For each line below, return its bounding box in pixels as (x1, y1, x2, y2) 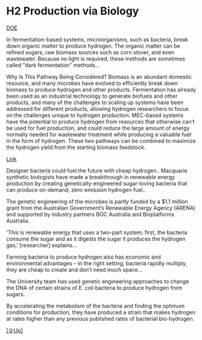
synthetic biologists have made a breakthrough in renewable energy (6, 173, 175, 180)
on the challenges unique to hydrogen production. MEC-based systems (6, 112, 184, 119)
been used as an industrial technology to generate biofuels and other (6, 92, 178, 99)
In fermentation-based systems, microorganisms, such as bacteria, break (6, 36, 189, 43)
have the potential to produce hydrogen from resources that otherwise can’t (6, 118, 195, 125)
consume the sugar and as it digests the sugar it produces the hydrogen (6, 235, 186, 242)
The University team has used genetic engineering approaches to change (6, 277, 189, 285)
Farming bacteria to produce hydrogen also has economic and (6, 253, 161, 260)
